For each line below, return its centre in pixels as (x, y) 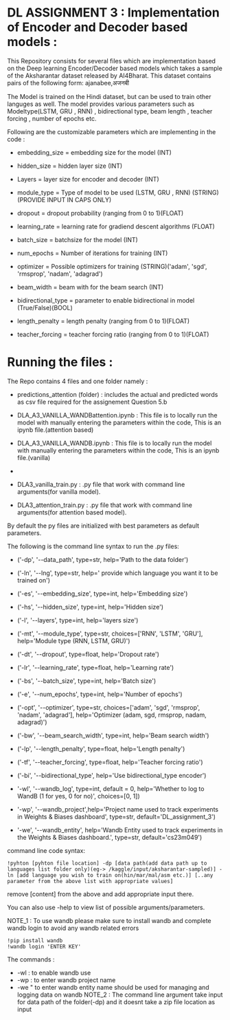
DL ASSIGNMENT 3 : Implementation (113, 13)
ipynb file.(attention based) (55, 430)
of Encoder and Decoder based (97, 27)
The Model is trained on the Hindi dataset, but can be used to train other (109, 96)
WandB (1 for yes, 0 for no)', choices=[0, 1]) (79, 796)
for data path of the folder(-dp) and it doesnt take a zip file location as (116, 1001)
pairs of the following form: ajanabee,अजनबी (68, 83)
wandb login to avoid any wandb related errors (73, 928)
